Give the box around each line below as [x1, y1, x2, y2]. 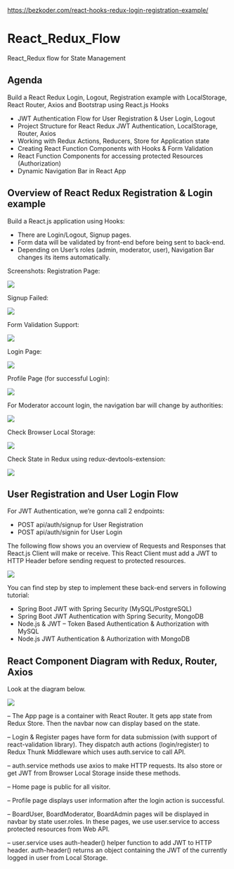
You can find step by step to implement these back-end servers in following [7, 584, 226, 592]
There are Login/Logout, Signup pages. [17, 230, 131, 239]
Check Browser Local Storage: [7, 428, 96, 436]
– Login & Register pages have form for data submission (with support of [7, 733, 218, 741]
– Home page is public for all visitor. [7, 782, 111, 791]
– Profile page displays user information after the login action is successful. [7, 796, 225, 805]
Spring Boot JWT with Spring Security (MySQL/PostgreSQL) [17, 605, 192, 613]
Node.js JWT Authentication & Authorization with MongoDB [17, 634, 190, 643]
